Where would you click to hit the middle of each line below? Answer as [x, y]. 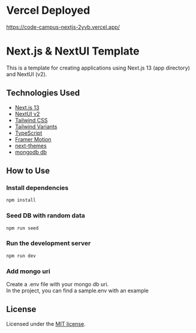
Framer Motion [33, 139]
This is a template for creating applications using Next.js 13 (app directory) [98, 68]
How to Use [28, 171]
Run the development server [49, 243]
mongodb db [31, 152]
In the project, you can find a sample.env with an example [77, 290]
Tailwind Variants [36, 126]
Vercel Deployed [48, 10]
